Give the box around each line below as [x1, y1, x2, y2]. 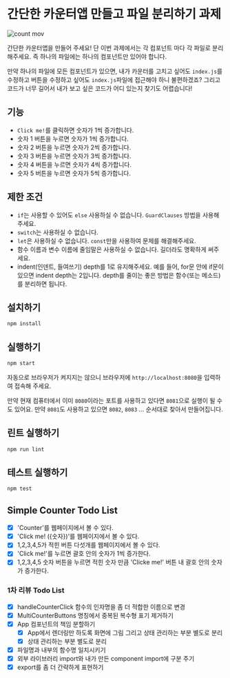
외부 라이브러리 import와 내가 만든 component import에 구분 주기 [17, 655, 195, 663]
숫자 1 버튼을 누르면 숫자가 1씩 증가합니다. [17, 134, 129, 143]
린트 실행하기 [7, 427, 60, 439]
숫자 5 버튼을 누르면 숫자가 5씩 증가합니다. [17, 169, 132, 177]
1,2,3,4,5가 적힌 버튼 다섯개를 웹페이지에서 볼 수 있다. [17, 541, 160, 549]
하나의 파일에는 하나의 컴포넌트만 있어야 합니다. [40, 52, 167, 61]
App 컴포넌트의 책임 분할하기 [17, 619, 96, 628]
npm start [7, 360, 36, 367]
